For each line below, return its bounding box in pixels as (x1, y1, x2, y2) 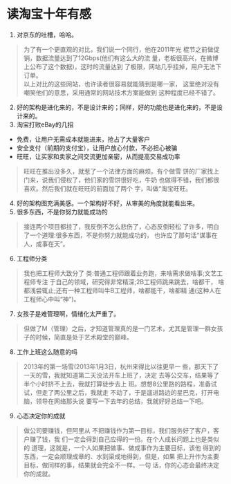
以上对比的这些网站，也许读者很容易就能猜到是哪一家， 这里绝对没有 (23, 80, 219, 88)
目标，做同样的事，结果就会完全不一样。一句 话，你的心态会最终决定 (23, 460, 219, 469)
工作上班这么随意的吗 (16, 347, 77, 356)
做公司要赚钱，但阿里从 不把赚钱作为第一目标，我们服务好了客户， (23, 426, 214, 434)
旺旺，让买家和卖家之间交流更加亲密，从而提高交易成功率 (16, 152, 181, 160)
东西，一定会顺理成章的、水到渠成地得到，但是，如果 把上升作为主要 (23, 452, 219, 460)
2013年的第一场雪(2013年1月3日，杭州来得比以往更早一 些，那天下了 (23, 362, 219, 371)
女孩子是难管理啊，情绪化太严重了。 (16, 309, 120, 318)
